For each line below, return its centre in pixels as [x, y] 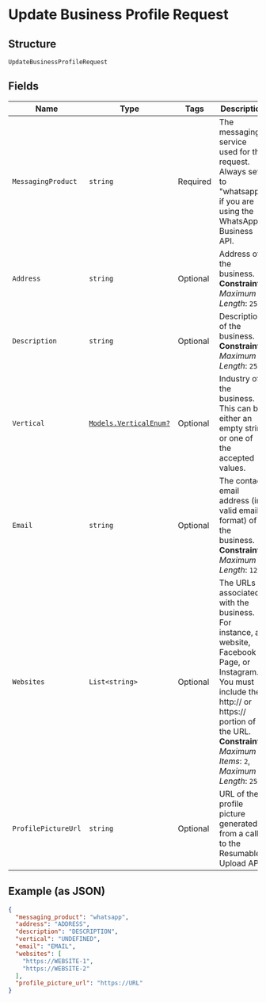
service [233, 142]
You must [237, 682]
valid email [239, 511]
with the [234, 602]
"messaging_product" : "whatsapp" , [72, 917]
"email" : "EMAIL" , [46, 947]
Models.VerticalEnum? [129, 423]
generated [238, 824]
